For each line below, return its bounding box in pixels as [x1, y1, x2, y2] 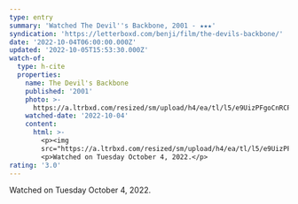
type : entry [9, 12, 53, 22]
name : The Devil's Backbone [25, 79, 129, 87]
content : [25, 120, 58, 129]
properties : [17, 71, 62, 79]
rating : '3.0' [9, 161, 62, 170]
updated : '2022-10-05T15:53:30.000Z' [9, 46, 149, 55]
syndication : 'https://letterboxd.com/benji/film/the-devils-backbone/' [9, 29, 284, 38]
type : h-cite [17, 63, 66, 72]
